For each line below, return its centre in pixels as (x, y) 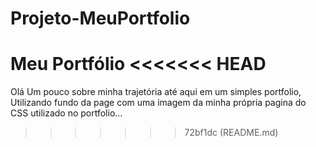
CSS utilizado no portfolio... (66, 113)
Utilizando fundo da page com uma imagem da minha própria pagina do (158, 103)
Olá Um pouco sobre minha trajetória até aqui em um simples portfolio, (156, 92)
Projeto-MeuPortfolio (100, 18)
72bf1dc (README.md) (231, 133)
